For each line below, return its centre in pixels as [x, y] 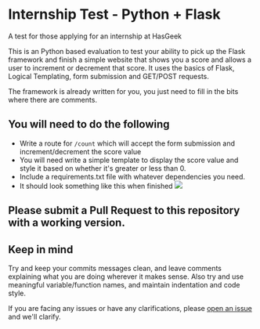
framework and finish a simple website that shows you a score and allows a [130, 60]
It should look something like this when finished [96, 186]
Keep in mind [41, 249]
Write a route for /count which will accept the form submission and [127, 143]
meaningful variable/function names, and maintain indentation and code [124, 284]
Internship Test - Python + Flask [114, 14]
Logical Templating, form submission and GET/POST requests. [109, 76]
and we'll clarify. [34, 316]
